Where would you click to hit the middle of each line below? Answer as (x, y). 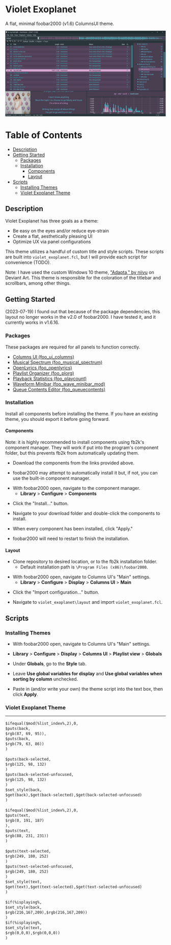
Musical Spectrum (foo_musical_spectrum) (58, 362)
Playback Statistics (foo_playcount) (50, 379)
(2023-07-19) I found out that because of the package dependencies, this (83, 312)
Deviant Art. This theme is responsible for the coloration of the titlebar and (83, 278)
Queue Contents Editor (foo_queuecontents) (59, 389)
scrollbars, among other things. (38, 283)
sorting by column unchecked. (45, 679)
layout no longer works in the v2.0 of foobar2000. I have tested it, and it (81, 317)
